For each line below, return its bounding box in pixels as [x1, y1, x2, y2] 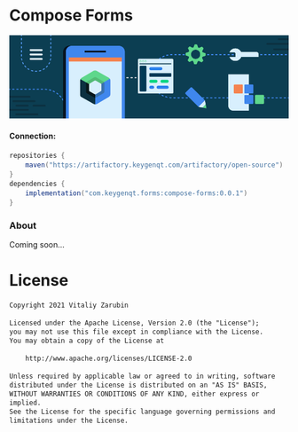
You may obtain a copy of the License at [9, 336, 165, 345]
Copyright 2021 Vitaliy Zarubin [9, 301, 129, 310]
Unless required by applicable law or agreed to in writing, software [9, 372, 276, 381]
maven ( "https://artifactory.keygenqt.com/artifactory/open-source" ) [25, 161, 284, 169]
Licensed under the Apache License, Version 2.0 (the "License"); [9, 318, 260, 327]
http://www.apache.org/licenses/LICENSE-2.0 [25, 354, 192, 363]
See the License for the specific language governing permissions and [9, 407, 276, 416]
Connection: [9, 130, 56, 141]
